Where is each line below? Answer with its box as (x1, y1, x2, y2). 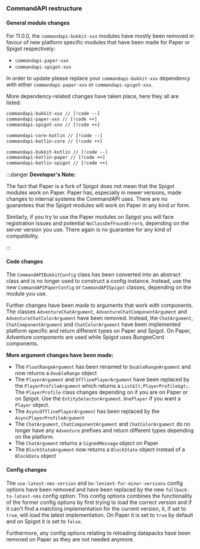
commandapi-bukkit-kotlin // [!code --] (6, 149, 109, 155)
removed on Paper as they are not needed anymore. (6, 535, 134, 543)
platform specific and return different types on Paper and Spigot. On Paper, (6, 327, 191, 334)
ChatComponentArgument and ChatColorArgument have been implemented (6, 321, 181, 328)
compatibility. (6, 233, 40, 240)
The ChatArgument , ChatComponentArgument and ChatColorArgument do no (14, 421, 191, 428)
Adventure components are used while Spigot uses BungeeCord (6, 334, 164, 341)
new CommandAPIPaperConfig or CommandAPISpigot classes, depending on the (6, 283, 192, 291)
